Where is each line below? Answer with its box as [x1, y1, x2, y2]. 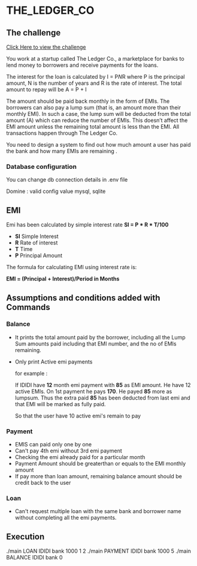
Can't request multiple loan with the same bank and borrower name [14, 508, 181, 515]
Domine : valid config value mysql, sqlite [6, 187, 106, 195]
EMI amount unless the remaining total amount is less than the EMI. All [6, 123, 180, 130]
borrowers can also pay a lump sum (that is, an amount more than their [6, 104, 181, 111]
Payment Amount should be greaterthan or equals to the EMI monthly [14, 460, 186, 467]
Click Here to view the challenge [6, 43, 86, 50]
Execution [6, 531, 45, 541]
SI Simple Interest [14, 233, 59, 240]
